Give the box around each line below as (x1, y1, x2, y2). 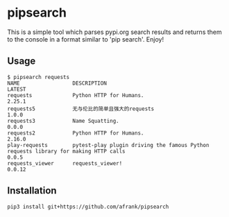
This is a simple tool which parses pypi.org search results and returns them (7, 28, 222, 36)
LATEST (7, 85, 26, 93)
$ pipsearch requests (7, 73, 70, 80)
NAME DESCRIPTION (7, 80, 108, 87)
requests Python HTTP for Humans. (7, 92, 144, 98)
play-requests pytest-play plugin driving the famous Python (7, 141, 210, 148)
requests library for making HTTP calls (7, 148, 126, 155)
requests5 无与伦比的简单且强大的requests (7, 105, 155, 112)
